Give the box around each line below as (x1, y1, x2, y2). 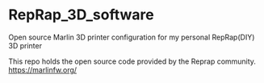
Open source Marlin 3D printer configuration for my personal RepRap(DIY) (8, 32, 255, 42)
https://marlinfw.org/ (8, 64, 78, 74)
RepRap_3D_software (8, 6, 155, 24)
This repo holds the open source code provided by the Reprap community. (8, 56, 257, 66)
